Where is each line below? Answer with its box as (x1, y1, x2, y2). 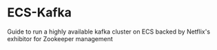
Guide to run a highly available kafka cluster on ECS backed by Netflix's (7, 27, 211, 36)
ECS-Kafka (7, 5, 72, 21)
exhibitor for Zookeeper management (7, 34, 114, 42)
